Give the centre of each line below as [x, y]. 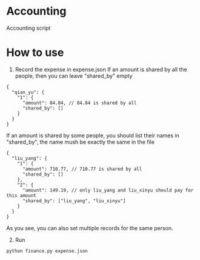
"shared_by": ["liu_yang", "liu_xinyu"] [74, 201]
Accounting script [28, 28]
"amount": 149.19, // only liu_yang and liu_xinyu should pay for [108, 190]
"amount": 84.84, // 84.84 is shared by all [79, 103]
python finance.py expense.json [47, 251]
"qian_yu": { [28, 92]
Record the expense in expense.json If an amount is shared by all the [101, 69]
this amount [21, 196]
